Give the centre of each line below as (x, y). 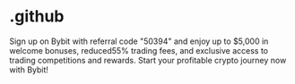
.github (37, 17)
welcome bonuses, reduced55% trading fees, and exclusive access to (139, 50)
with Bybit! (29, 70)
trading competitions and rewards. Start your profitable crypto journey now (148, 60)
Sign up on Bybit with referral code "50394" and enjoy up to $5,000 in (139, 41)
